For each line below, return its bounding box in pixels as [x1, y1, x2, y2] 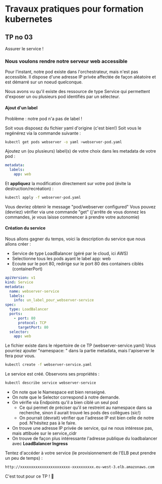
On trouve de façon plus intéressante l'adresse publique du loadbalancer [12, 436, 158, 441]
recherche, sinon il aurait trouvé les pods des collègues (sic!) [19, 410, 141, 416]
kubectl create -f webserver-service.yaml [5, 362, 92, 367]
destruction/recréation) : [5, 186, 54, 191]
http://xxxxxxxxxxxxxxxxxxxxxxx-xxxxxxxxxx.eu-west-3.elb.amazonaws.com [5, 465, 155, 469]
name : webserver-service [9, 289, 59, 294]
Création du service [5, 225, 46, 231]
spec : [5, 302, 16, 307]
